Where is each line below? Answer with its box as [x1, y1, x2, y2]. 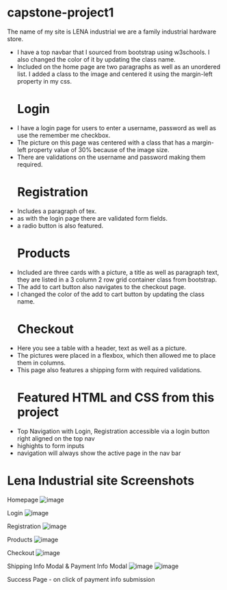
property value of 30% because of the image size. [27, 145, 170, 153]
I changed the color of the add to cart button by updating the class [16, 290, 205, 298]
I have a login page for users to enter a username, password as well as [16, 123, 217, 132]
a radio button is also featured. [16, 221, 104, 230]
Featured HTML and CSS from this [16, 389, 215, 405]
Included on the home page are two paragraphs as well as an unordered [16, 62, 221, 71]
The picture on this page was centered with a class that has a [16, 138, 190, 147]
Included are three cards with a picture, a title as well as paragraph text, [16, 268, 219, 276]
